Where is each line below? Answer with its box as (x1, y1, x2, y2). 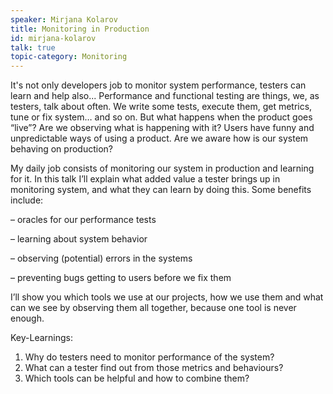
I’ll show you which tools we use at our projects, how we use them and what (10, 291, 324, 303)
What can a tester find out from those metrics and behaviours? (24, 362, 284, 374)
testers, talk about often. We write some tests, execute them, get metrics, (10, 101, 313, 113)
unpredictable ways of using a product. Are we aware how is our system (10, 132, 309, 145)
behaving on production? (10, 143, 113, 155)
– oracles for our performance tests (10, 214, 157, 226)
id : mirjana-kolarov (10, 33, 97, 43)
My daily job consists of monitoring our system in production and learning (10, 162, 315, 175)
